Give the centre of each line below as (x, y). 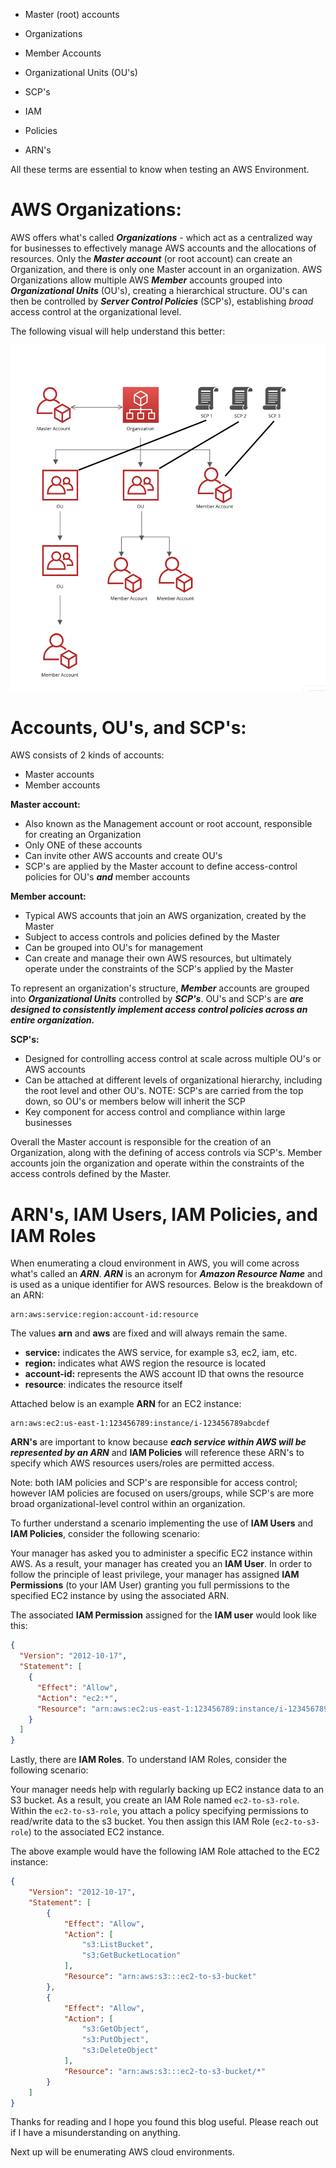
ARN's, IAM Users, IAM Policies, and (164, 1214)
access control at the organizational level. (96, 311)
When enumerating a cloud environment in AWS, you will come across (155, 1263)
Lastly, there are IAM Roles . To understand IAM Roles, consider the (148, 1760)
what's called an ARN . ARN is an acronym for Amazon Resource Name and (166, 1274)
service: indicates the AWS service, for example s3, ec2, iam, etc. (161, 1353)
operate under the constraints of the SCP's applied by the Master (159, 969)
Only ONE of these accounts (83, 845)
